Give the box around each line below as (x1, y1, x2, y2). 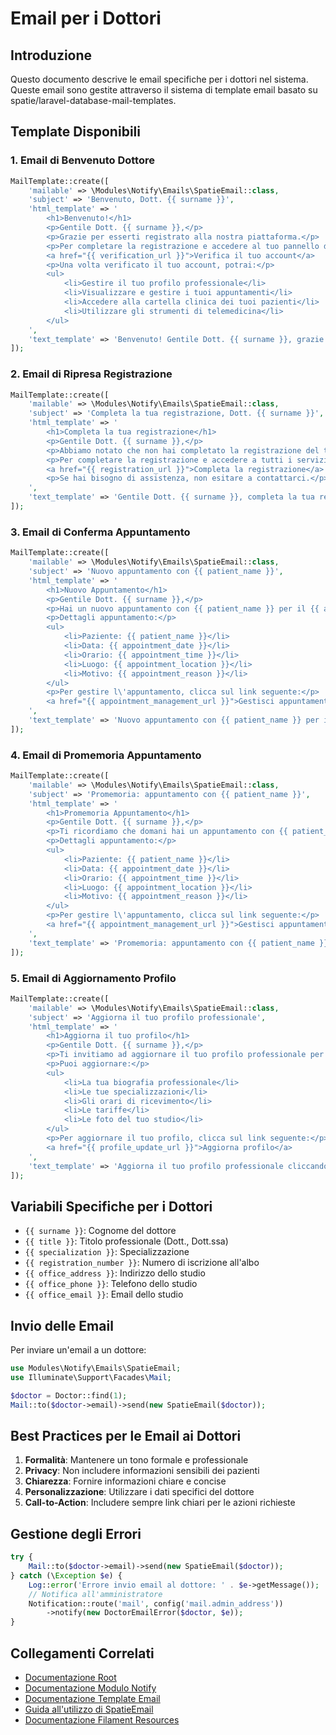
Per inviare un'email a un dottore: (10, 1344, 147, 1356)
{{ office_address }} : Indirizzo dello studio (24, 1267, 206, 1279)
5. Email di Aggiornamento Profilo (10, 971, 177, 985)
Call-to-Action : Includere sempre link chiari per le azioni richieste (24, 1497, 296, 1509)
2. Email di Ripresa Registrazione (10, 367, 173, 381)
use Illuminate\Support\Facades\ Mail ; (10, 1372, 172, 1382)
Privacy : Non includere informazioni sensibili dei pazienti (24, 1465, 260, 1477)
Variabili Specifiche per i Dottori (10, 1198, 213, 1215)
